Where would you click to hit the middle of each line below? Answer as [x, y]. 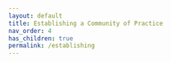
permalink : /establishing [51, 46]
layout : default [35, 16]
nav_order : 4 [30, 31]
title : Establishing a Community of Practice [85, 23]
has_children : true [41, 38]
